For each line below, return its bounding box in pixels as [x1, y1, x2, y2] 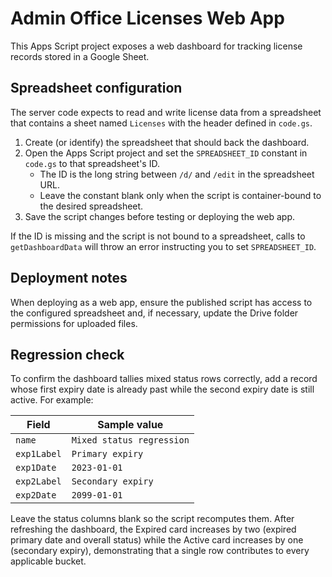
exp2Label [15, 476, 62, 487]
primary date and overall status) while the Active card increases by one [10, 534, 304, 546]
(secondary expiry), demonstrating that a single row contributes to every [10, 545, 310, 557]
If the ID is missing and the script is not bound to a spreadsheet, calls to [10, 230, 306, 242]
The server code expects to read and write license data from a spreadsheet [10, 106, 322, 118]
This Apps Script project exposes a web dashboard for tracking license [10, 40, 303, 52]
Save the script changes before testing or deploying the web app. [24, 210, 295, 222]
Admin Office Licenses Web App [10, 7, 285, 30]
